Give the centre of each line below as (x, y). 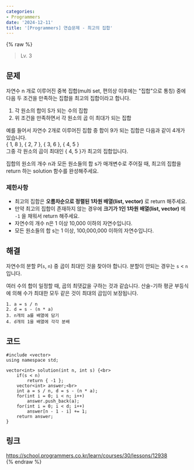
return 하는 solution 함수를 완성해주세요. (53, 171)
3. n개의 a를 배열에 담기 (33, 316)
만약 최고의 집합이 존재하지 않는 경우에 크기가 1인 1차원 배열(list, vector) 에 (100, 209)
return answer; (35, 416)
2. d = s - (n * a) (30, 310)
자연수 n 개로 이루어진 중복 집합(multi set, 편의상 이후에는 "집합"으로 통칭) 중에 (96, 91)
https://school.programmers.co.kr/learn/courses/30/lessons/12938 (87, 455)
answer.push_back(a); (53, 401)
